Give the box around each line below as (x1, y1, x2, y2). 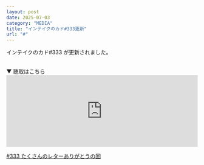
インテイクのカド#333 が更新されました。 (6, 49, 112, 56)
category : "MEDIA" (6, 20, 53, 26)
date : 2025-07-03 (6, 15, 50, 21)
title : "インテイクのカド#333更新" (6, 25, 87, 32)
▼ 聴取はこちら (6, 68, 46, 76)
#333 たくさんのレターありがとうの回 (6, 152, 101, 160)
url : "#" (6, 31, 29, 37)
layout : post (6, 8, 39, 15)
